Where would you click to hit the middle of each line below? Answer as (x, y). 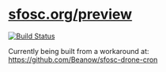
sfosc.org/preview (70, 14)
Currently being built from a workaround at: (79, 51)
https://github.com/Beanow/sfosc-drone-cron (83, 59)
